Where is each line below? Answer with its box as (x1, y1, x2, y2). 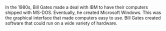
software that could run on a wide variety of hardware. (5, 20, 117, 26)
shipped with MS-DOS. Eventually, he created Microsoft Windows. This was (5, 9, 161, 15)
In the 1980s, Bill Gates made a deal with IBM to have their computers (5, 4, 148, 10)
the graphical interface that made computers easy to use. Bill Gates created (5, 15, 161, 20)
